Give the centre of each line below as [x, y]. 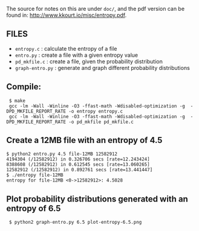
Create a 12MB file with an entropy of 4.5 [84, 140]
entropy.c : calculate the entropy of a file [66, 48]
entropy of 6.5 [34, 208]
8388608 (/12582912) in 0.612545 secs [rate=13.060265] [78, 165]
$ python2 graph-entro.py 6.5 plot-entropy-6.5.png [75, 223]
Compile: [24, 87]
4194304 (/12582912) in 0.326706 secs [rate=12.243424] [78, 159]
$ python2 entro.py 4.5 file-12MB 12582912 [62, 154]
